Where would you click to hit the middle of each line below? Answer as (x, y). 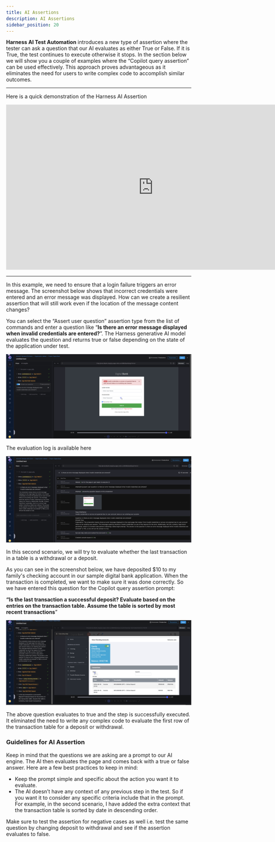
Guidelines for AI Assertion (46, 742)
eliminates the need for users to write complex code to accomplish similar (95, 73)
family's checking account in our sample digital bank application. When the (97, 575)
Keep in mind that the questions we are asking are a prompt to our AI (89, 755)
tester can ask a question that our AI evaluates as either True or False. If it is (98, 48)
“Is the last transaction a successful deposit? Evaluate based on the (91, 599)
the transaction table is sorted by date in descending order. (86, 810)
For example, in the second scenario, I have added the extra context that (103, 804)
